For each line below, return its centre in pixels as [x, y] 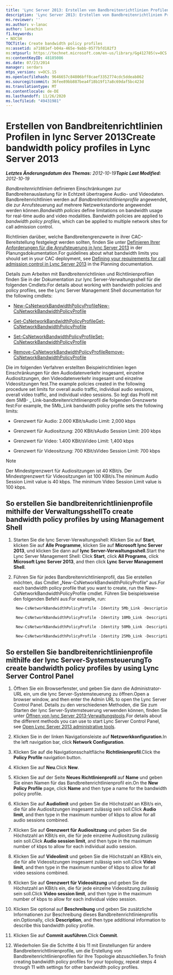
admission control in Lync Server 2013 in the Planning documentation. [80, 264]
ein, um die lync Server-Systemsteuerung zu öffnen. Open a [86, 694]
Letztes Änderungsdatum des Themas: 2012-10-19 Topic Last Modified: [83, 173]
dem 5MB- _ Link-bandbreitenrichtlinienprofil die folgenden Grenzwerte [81, 400]
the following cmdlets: [29, 296]
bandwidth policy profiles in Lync [78, 148]
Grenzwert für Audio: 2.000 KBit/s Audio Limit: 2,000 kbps [74, 421]
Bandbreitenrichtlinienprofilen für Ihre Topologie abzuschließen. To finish [90, 957]
